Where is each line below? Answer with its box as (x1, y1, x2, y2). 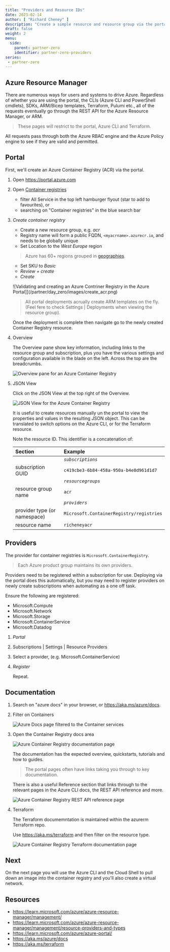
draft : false (5, 26, 33, 32)
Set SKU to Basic (20, 262, 56, 269)
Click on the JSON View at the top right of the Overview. (12, 390, 130, 396)
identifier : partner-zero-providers (14, 50, 92, 55)
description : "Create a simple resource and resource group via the (5, 21, 153, 27)
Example (64, 448, 85, 455)
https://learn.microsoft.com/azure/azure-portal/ (12, 930, 112, 936)
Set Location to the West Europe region (20, 243, 102, 249)
